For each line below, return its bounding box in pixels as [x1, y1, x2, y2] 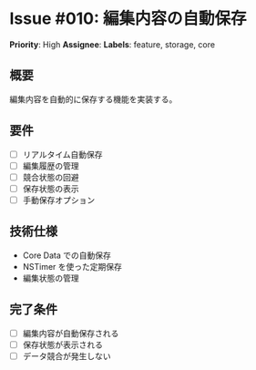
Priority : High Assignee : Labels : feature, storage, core [9, 38, 216, 50]
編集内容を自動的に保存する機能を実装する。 [9, 93, 178, 105]
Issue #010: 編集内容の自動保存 [9, 8, 247, 29]
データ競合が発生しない [22, 350, 111, 361]
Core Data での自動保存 [22, 250, 111, 261]
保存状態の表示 [22, 183, 79, 194]
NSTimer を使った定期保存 [22, 261, 123, 272]
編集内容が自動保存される [22, 327, 119, 338]
